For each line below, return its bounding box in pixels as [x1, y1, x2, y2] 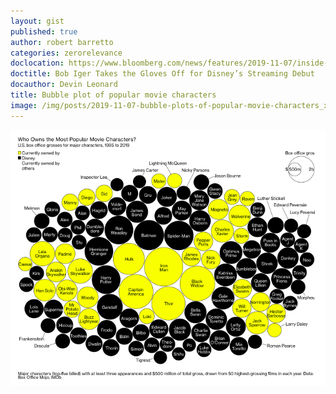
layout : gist [10, 16, 65, 26]
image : [10, 100, 38, 110]
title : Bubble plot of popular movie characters [10, 90, 217, 100]
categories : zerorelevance [10, 48, 123, 58]
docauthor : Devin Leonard [10, 80, 118, 90]
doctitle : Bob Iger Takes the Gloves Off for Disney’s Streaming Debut [10, 69, 315, 79]
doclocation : [10, 58, 65, 69]
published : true [10, 26, 78, 37]
